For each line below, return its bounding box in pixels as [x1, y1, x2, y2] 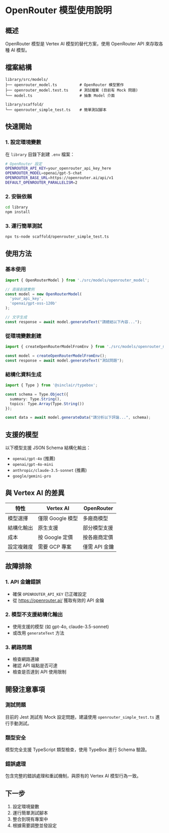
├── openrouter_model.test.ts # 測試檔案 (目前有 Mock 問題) [5, 87, 138, 93]
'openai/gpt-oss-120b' [10, 301, 57, 306]
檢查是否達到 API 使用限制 [12, 669, 67, 675]
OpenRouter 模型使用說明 [5, 5, 112, 16]
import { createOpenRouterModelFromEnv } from [5, 344, 105, 349]
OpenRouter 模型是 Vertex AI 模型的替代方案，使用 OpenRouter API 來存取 [5, 41, 159, 47]
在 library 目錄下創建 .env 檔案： [5, 151, 75, 157]
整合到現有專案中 [12, 816, 48, 822]
